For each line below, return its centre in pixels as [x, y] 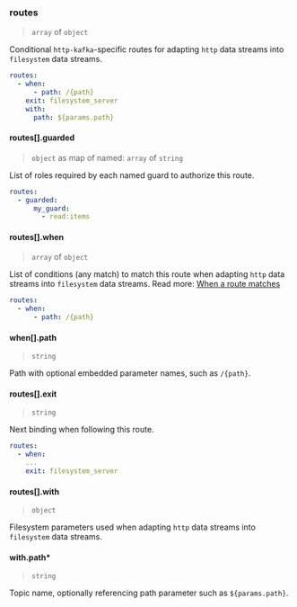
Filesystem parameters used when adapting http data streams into [132, 527]
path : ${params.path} [74, 117]
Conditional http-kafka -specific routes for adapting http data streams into [147, 49]
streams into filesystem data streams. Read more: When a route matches [145, 284]
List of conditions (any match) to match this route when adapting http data [147, 274]
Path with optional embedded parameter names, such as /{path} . [130, 373]
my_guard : [51, 209]
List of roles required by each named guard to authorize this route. [132, 175]
